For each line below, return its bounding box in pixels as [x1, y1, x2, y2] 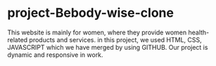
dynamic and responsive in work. [7, 51, 103, 59]
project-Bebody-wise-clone [7, 5, 174, 21]
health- [188, 28, 210, 37]
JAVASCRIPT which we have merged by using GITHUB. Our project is [7, 43, 208, 51]
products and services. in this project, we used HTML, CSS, [29, 35, 202, 44]
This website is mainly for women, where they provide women [7, 28, 187, 37]
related [7, 35, 28, 44]
